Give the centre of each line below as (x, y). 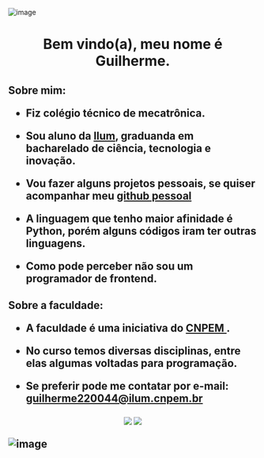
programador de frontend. (91, 279)
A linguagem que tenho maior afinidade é (129, 218)
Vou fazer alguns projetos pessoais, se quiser (140, 183)
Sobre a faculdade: (56, 305)
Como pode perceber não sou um (109, 266)
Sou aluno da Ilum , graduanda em (110, 136)
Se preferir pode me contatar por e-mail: (127, 385)
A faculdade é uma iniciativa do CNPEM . (128, 328)
